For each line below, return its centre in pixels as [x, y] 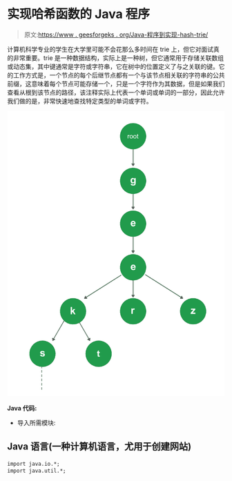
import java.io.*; [33, 464]
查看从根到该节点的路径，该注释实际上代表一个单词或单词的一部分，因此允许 [116, 92]
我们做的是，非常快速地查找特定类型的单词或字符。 [80, 101]
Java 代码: [22, 408]
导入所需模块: [36, 422]
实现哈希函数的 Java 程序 [79, 14]
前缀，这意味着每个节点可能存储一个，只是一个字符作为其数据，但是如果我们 [116, 84]
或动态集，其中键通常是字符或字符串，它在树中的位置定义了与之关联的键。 [113, 66]
